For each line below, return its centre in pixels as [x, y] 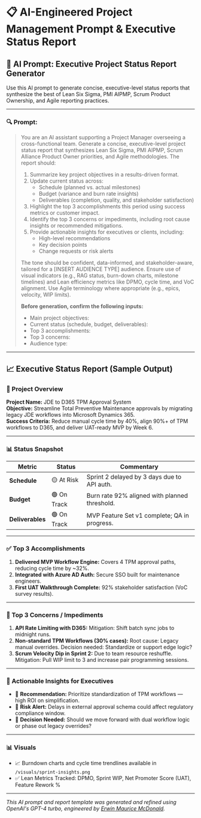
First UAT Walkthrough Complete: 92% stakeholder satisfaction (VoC [101, 587]
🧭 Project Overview [35, 389]
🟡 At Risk [65, 480]
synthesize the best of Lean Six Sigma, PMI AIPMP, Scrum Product [88, 94]
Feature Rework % [38, 785]
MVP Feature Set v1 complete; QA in [138, 515]
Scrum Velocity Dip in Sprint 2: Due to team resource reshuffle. [94, 653]
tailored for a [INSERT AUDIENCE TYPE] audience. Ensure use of [101, 269]
